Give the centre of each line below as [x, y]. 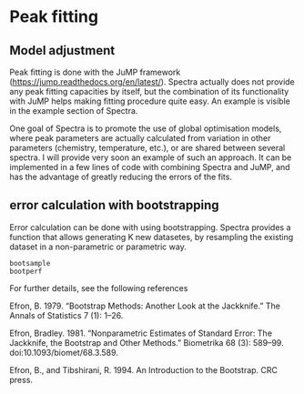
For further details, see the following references [99, 288]
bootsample [30, 263]
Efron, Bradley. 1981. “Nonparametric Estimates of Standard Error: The [141, 333]
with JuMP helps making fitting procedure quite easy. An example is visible [150, 101]
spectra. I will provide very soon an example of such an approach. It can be [151, 157]
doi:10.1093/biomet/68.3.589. [64, 352]
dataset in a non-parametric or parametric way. [98, 247]
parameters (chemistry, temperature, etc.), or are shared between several [147, 148]
